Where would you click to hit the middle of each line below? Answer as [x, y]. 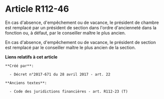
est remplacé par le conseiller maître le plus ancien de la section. [70, 47]
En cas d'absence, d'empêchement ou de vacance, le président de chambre [82, 22]
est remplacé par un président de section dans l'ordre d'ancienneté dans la [81, 27]
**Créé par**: [20, 66]
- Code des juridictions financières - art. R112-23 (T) [69, 91]
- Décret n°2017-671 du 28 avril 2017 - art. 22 [60, 74]
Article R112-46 [37, 9]
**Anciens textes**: [26, 83]
